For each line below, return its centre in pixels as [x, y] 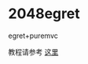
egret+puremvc [33, 36]
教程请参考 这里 [33, 51]
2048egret [44, 14]
